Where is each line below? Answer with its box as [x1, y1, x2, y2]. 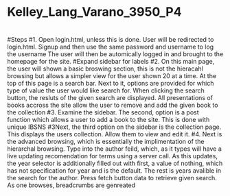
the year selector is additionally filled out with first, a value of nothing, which [7, 159, 223, 168]
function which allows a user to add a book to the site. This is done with [7, 116, 210, 124]
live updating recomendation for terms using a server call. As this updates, [7, 152, 218, 160]
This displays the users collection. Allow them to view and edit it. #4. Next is [7, 130, 222, 138]
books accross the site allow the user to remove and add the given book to [7, 101, 218, 110]
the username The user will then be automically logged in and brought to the [7, 50, 224, 58]
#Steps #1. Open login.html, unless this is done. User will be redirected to [7, 36, 214, 44]
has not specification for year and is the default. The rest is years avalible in [7, 167, 222, 175]
